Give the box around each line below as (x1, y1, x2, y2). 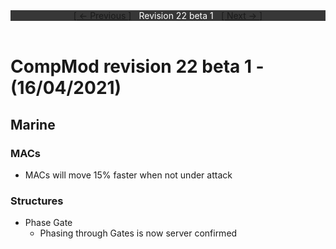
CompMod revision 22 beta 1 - (10, 55, 265, 78)
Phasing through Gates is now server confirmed (39, 227, 238, 239)
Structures (10, 194, 64, 208)
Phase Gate (24, 217, 73, 229)
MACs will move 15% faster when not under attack (24, 169, 233, 181)
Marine (10, 116, 56, 133)
